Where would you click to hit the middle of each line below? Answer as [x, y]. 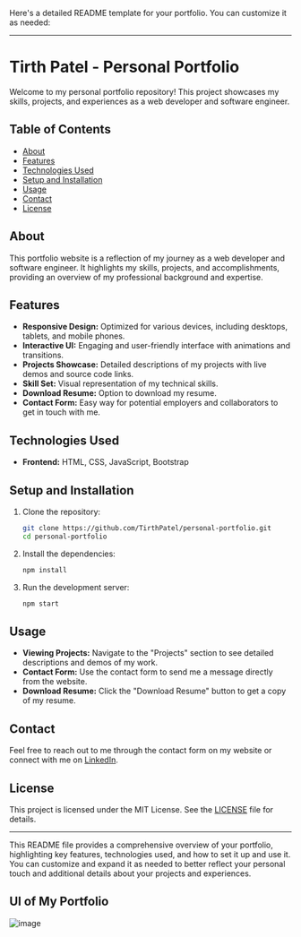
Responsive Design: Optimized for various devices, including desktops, [155, 327]
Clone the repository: [61, 511]
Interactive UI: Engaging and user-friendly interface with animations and [156, 346]
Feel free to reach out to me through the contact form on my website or [141, 751]
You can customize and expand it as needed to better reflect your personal [147, 864]
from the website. [55, 682]
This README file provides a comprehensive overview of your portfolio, [141, 845]
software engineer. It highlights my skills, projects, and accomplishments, [145, 267]
